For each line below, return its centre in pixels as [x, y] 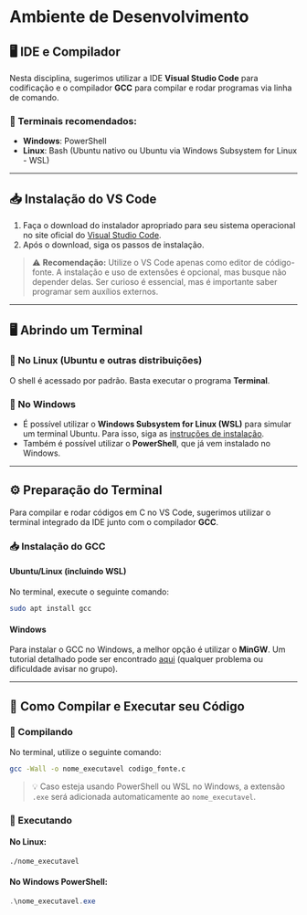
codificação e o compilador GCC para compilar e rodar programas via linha [151, 88]
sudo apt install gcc [51, 609]
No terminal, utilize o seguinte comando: [85, 752]
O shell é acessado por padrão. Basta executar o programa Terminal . [140, 380]
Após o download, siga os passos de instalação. [113, 245]
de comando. [34, 97]
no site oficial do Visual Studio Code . [92, 236]
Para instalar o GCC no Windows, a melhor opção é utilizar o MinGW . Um [148, 649]
